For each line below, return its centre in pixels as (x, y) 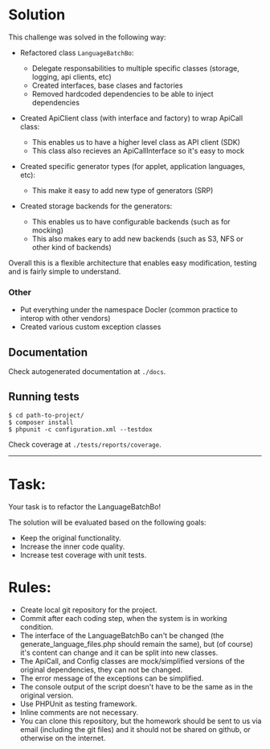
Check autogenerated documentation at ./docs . (87, 372)
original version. (47, 695)
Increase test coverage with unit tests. (83, 555)
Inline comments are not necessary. (79, 712)
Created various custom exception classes (90, 327)
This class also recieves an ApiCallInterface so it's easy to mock (138, 150)
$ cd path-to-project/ (46, 415)
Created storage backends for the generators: (96, 206)
